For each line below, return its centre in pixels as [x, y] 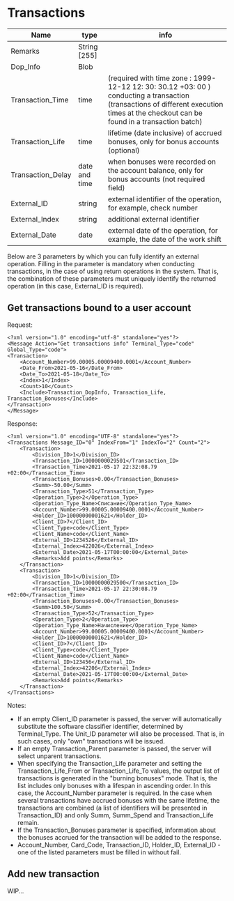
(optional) [124, 150]
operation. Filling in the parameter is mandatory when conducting [101, 263]
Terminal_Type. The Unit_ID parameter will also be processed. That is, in [121, 734]
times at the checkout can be [155, 113]
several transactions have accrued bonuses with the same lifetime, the [118, 800]
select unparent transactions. [59, 756]
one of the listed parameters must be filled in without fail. [99, 852]
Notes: [17, 705]
